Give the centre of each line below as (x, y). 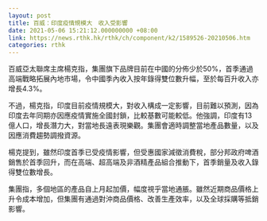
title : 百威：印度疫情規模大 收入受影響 (68, 23)
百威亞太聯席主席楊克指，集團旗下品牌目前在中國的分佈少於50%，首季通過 (131, 69)
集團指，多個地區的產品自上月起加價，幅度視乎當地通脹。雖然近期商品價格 (130, 189)
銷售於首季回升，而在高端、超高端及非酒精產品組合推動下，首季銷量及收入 (130, 162)
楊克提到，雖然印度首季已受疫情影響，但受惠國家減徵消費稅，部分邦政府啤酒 (133, 153)
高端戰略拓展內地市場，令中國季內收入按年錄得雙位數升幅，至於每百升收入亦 (133, 79)
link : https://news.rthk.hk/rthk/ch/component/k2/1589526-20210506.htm (129, 38)
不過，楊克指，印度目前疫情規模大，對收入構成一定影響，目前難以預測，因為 (133, 106)
